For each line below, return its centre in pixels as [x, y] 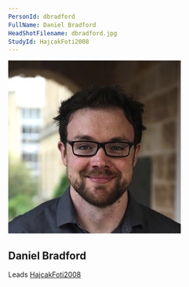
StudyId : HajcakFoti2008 [49, 42]
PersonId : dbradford [42, 17]
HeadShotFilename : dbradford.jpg [63, 33]
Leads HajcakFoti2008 [45, 274]
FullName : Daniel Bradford [52, 25]
